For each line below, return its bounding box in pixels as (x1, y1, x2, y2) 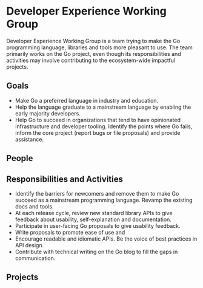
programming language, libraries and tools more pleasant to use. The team (6, 44, 193, 51)
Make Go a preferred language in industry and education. (15, 97, 159, 104)
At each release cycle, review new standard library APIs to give (15, 209, 173, 216)
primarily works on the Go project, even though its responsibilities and (6, 50, 181, 57)
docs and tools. (15, 202, 54, 210)
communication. (15, 254, 56, 262)
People (6, 153, 33, 163)
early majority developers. (15, 109, 81, 117)
